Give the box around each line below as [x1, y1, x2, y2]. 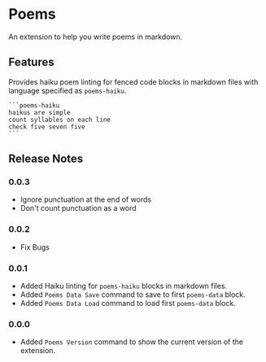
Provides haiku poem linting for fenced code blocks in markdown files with [8, 76, 259, 86]
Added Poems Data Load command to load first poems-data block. [20, 299, 236, 308]
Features [8, 55, 55, 69]
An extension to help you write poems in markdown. [8, 32, 183, 41]
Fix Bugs [20, 242, 50, 252]
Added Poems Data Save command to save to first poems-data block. [20, 290, 246, 299]
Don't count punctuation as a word [20, 203, 137, 213]
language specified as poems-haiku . [8, 85, 127, 95]
